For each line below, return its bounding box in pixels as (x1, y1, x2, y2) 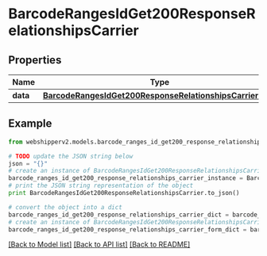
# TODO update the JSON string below (8, 152, 133, 160)
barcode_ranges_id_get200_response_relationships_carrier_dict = (8, 211, 229, 219)
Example (8, 117, 52, 131)
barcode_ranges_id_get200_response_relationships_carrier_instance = (8, 174, 244, 182)
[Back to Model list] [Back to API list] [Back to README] (8, 239, 191, 250)
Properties (8, 53, 62, 67)
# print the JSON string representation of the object (8, 181, 194, 190)
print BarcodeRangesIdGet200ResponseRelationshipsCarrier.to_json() (8, 189, 240, 197)
